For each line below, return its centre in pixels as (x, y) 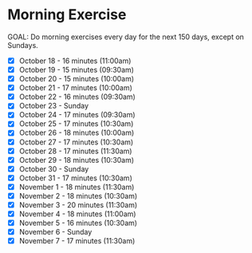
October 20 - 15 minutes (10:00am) (77, 79)
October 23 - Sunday (54, 106)
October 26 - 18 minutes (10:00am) (77, 132)
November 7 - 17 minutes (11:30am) (77, 241)
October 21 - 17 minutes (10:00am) (76, 88)
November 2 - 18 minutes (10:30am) (78, 196)
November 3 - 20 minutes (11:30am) (78, 204)
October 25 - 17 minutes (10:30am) (76, 124)
